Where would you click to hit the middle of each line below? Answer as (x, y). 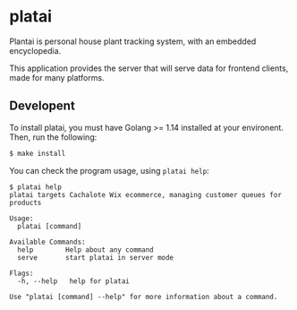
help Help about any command (85, 250)
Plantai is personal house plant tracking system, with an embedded (133, 41)
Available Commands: (48, 242)
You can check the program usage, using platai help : (110, 170)
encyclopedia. (35, 50)
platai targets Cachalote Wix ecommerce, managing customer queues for (145, 194)
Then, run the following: (53, 137)
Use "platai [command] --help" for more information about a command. (144, 297)
